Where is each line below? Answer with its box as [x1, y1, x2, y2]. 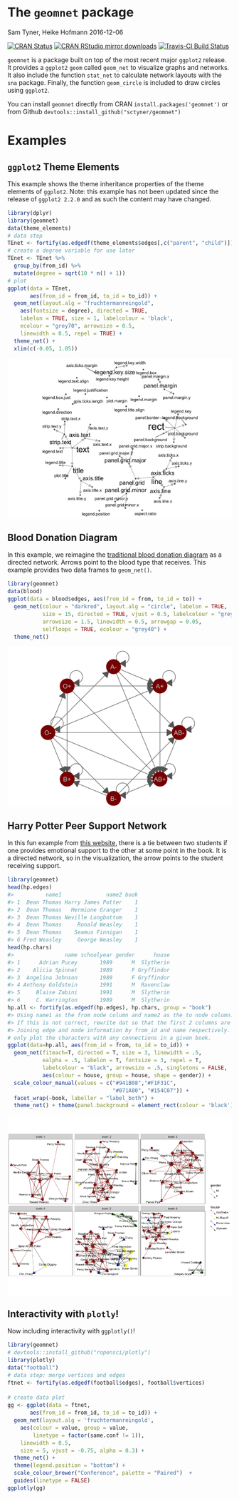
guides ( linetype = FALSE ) [14, 1477, 91, 1485]
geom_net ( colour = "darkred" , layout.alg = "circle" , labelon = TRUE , [14, 603, 228, 610]
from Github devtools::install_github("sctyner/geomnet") [7, 107, 181, 116]
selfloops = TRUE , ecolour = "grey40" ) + [42, 625, 167, 632]
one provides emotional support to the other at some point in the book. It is [7, 847, 227, 855]
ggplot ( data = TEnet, [7, 285, 72, 292]
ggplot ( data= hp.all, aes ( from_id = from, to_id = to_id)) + [7, 1041, 190, 1049]
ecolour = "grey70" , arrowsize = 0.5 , [20, 323, 135, 330]
